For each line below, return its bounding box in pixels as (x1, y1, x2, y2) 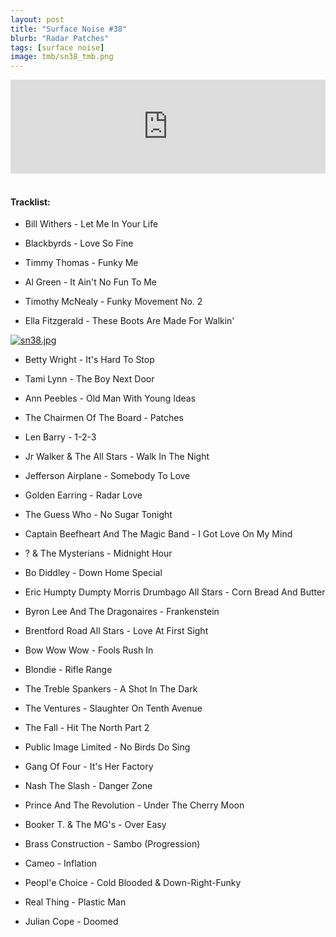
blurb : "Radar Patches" (10, 33, 110, 43)
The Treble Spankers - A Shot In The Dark (24, 683, 198, 695)
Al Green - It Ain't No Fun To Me (24, 276, 158, 288)
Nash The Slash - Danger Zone (24, 780, 153, 792)
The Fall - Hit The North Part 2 (24, 722, 150, 734)
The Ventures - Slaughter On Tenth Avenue (24, 702, 203, 715)
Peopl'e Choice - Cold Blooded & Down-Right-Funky (24, 877, 242, 889)
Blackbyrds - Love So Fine (24, 237, 134, 250)
